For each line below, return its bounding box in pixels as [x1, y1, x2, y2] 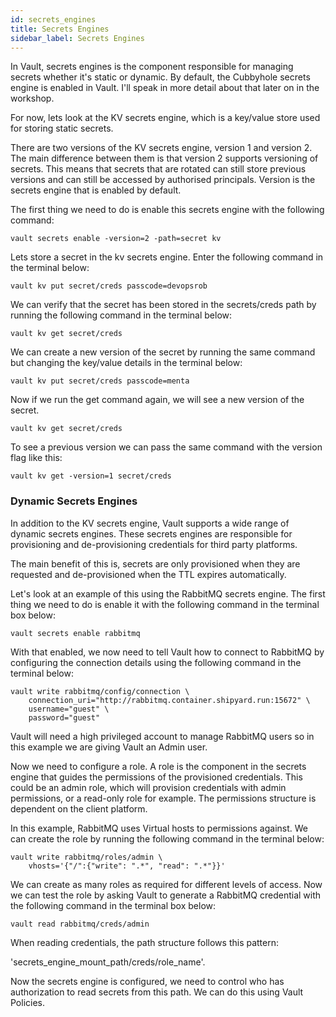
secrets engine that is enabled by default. [10, 184, 182, 196]
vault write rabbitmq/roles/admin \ [10, 852, 163, 862]
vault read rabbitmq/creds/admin [10, 919, 150, 929]
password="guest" [28, 712, 101, 723]
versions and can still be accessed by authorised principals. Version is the [10, 174, 316, 186]
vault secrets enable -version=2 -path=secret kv [10, 234, 222, 244]
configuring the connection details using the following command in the [10, 656, 302, 668]
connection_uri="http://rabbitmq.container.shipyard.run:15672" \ [28, 695, 311, 705]
